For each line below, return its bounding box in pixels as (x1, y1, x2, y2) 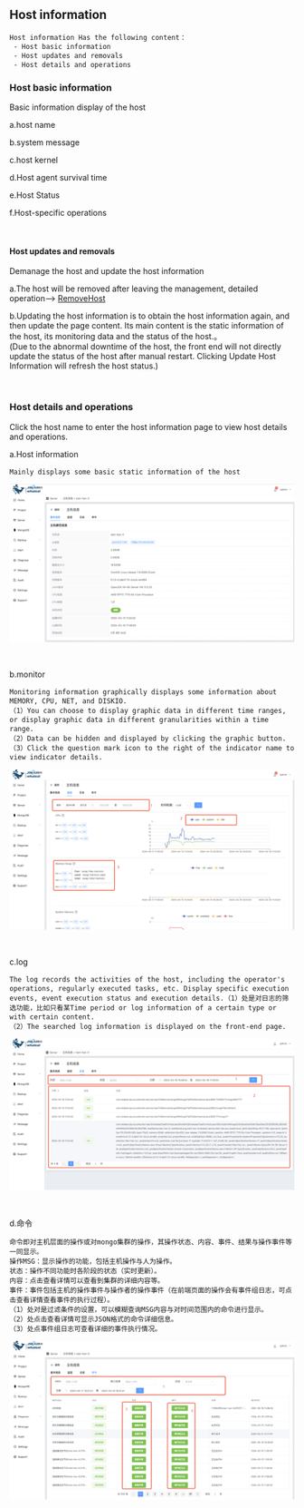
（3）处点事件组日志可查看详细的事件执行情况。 (9, 1325, 162, 1334)
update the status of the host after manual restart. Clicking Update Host (9, 351, 276, 362)
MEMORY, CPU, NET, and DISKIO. (9, 697, 128, 706)
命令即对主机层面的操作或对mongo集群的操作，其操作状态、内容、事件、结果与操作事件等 (9, 1238, 292, 1247)
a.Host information (9, 448, 79, 459)
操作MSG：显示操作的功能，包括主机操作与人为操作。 (9, 1257, 176, 1267)
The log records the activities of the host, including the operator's (9, 974, 285, 984)
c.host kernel (9, 154, 59, 166)
